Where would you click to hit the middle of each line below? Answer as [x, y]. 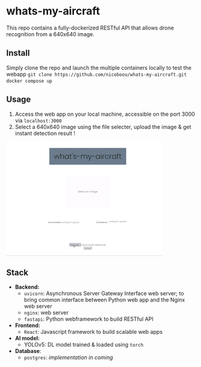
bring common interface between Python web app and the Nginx [104, 300]
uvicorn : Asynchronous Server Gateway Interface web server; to [104, 293]
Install [18, 53]
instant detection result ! [45, 133]
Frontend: [27, 325]
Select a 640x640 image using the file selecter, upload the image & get [103, 127]
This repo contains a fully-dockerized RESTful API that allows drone [90, 28]
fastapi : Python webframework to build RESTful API [88, 319]
